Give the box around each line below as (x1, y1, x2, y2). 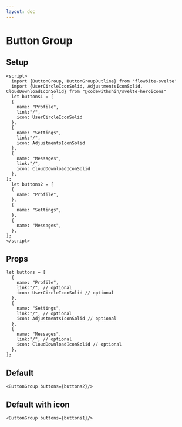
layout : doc (6, 8, 35, 15)
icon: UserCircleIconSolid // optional (16, 290, 114, 296)
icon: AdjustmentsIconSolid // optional (16, 316, 117, 322)
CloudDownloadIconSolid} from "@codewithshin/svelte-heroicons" (6, 88, 167, 94)
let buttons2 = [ (11, 181, 54, 187)
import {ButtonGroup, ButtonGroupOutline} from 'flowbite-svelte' (11, 78, 177, 84)
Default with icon (6, 399, 70, 409)
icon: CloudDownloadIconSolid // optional (16, 342, 122, 347)
